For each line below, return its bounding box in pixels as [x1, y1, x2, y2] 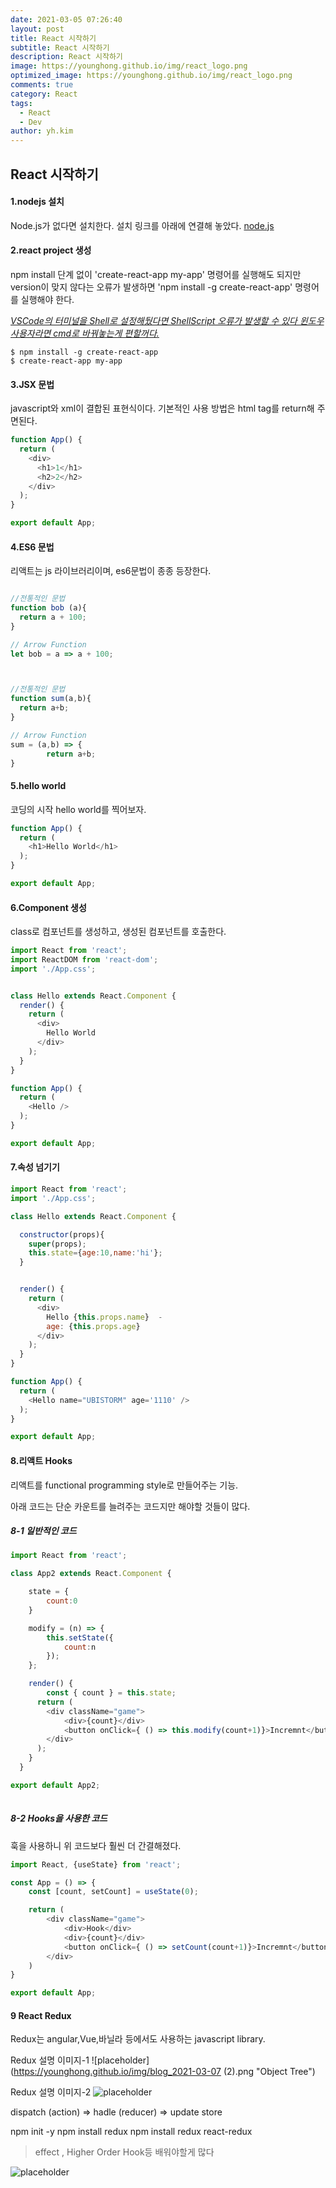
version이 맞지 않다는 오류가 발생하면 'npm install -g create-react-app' [10, 281, 293, 293]
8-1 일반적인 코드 [10, 1525, 77, 1537]
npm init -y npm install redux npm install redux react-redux [10, 2126, 253, 2138]
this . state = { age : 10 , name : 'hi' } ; [28, 1248, 163, 1258]
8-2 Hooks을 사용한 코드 [10, 1812, 108, 1825]
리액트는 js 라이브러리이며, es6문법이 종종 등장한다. [10, 565, 212, 577]
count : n [63, 1642, 97, 1652]
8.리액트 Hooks [10, 1454, 73, 1466]
